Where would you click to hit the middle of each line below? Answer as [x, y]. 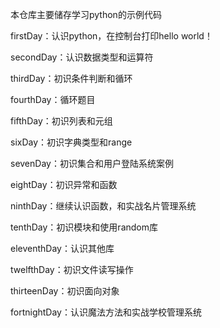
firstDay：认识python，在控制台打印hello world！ [111, 36]
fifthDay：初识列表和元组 [61, 121]
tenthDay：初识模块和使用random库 [84, 227]
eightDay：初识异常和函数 [64, 184]
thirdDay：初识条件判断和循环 [71, 78]
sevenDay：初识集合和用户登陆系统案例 [92, 163]
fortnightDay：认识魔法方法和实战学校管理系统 [106, 312]
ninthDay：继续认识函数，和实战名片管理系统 [103, 206]
